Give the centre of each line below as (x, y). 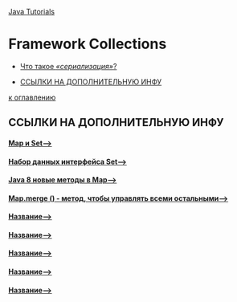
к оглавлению (32, 97)
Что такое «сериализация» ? (68, 66)
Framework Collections (88, 44)
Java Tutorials (31, 12)
